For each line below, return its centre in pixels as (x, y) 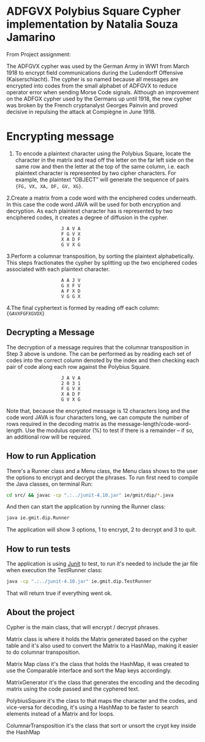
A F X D (71, 291)
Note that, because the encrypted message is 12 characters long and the (98, 411)
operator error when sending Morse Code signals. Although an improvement (102, 92)
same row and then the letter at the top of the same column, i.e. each (102, 166)
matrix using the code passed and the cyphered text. (73, 689)
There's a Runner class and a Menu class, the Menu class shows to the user (102, 471)
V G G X (71, 296)
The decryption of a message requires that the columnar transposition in (98, 347)
